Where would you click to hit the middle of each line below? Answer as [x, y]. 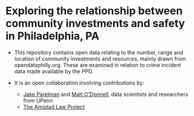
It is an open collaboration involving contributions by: [79, 83]
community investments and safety [95, 23]
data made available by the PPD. [54, 71]
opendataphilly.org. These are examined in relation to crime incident [98, 65]
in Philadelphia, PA [52, 36]
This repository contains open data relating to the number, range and [98, 52]
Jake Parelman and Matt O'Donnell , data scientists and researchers [106, 94]
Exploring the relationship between [94, 11]
